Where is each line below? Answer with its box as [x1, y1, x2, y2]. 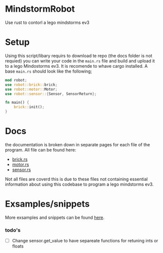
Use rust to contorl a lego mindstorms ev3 [5, 19, 90, 25]
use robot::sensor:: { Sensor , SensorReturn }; [5, 91, 97, 96]
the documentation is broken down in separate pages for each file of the [5, 141, 150, 147]
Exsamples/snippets [5, 198, 90, 210]
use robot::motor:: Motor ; [5, 87, 57, 92]
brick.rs [12, 156, 28, 162]
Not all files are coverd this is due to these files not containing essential [5, 176, 148, 182]
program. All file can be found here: [5, 147, 76, 153]
